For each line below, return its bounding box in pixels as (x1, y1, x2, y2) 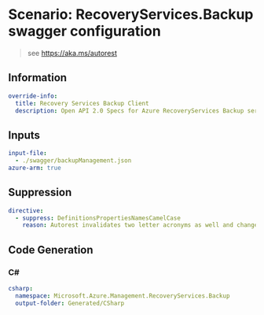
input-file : (8, 150, 47, 157)
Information (8, 71, 68, 84)
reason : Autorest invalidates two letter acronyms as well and (22, 221, 234, 229)
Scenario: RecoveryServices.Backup (8, 6, 254, 24)
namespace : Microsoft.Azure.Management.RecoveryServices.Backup (15, 291, 230, 300)
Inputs (8, 128, 41, 142)
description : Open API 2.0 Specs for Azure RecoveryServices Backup (15, 106, 244, 115)
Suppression (8, 186, 72, 199)
